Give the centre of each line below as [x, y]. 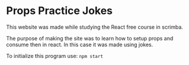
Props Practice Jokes [60, 11]
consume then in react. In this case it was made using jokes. [80, 45]
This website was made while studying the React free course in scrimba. [95, 27]
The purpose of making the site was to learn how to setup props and [90, 38]
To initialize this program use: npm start [55, 56]
